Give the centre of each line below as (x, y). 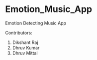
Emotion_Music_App (49, 9)
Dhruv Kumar (26, 47)
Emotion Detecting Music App (36, 23)
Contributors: (19, 32)
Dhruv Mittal (25, 53)
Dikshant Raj (25, 42)
